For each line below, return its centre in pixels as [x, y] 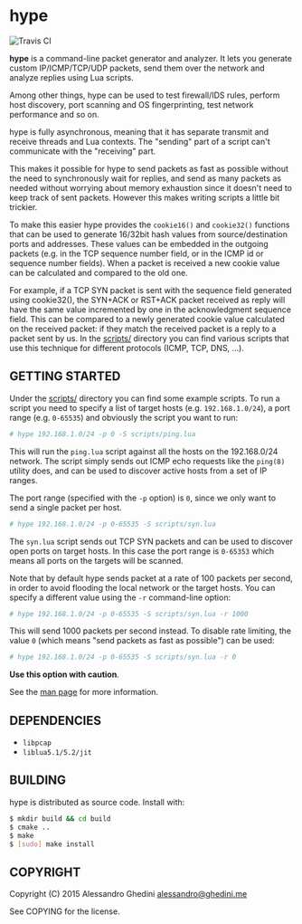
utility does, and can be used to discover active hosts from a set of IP [138, 471]
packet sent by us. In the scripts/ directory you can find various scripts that [149, 338]
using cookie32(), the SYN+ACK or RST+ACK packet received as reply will [147, 300]
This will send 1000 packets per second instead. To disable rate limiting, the [151, 631]
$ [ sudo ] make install [52, 844]
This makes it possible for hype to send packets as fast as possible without [149, 168]
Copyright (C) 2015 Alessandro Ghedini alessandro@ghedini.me [128, 894]
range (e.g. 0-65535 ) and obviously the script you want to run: [124, 417]
